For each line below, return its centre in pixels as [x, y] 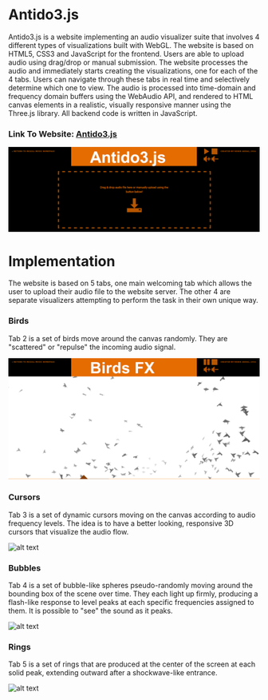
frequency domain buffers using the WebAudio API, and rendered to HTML [131, 96]
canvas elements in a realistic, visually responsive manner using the [120, 105]
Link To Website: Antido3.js [63, 133]
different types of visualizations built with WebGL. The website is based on [131, 45]
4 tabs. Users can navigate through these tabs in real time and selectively [129, 79]
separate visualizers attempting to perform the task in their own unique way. [133, 300]
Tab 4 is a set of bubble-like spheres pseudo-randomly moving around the [131, 586]
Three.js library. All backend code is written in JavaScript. [103, 113]
